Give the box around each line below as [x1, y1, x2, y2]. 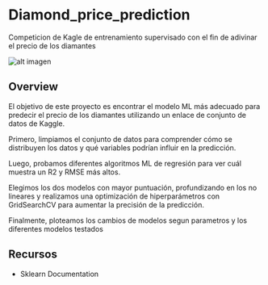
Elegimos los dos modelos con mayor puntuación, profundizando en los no [8, 182, 258, 192]
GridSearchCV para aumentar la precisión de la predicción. [8, 199, 204, 209]
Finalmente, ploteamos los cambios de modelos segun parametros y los [8, 216, 248, 225]
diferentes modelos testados [8, 224, 103, 233]
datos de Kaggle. [8, 119, 65, 128]
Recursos [8, 248, 58, 262]
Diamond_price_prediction [8, 6, 191, 24]
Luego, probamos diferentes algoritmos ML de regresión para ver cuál [8, 158, 242, 168]
